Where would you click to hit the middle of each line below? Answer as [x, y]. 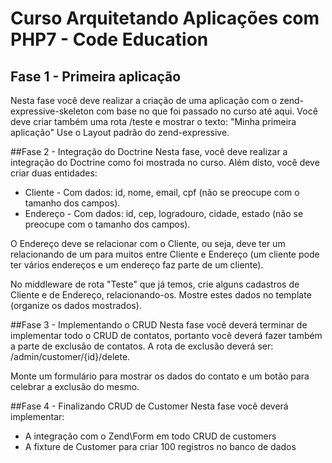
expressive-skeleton [52, 111]
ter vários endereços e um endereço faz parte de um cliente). [137, 265]
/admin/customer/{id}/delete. [70, 356]
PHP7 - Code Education [109, 39]
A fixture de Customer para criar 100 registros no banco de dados [160, 446]
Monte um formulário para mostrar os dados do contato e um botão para [160, 376]
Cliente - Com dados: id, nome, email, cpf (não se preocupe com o [162, 192]
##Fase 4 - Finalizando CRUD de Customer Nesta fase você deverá [149, 406]
